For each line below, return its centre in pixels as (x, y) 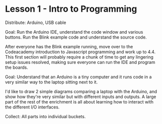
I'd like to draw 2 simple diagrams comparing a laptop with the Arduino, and (81, 91)
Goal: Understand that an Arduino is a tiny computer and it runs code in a (79, 77)
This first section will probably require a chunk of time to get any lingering (79, 57)
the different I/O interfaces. (32, 107)
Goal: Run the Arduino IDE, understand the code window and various (74, 32)
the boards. (17, 67)
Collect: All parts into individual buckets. (45, 116)
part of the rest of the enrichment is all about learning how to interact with (79, 102)
